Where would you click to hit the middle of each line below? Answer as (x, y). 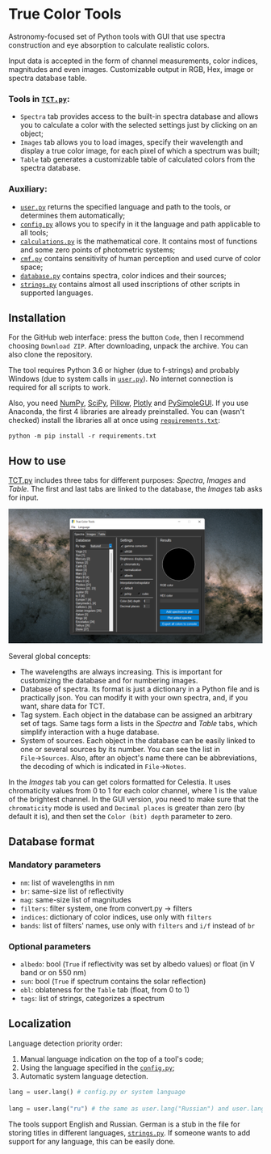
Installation (37, 317)
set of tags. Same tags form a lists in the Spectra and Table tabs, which (139, 723)
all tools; (34, 232)
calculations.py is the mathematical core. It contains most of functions (139, 241)
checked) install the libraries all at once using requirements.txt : (114, 421)
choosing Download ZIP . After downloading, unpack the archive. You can (128, 346)
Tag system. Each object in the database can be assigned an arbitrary (136, 714)
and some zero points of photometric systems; (98, 249)
